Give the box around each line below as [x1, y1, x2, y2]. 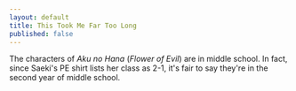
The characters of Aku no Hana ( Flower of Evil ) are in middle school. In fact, [9, 54, 288, 64]
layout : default [9, 12, 69, 22]
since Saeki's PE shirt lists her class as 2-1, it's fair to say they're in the [9, 63, 268, 73]
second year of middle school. [9, 72, 121, 83]
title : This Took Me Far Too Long [9, 21, 138, 30]
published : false [9, 29, 74, 38]
